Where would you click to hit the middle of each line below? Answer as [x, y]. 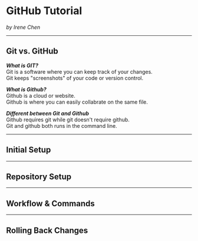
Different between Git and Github [48, 113]
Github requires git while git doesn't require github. [68, 120]
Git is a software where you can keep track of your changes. [80, 71]
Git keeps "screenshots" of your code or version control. [75, 78]
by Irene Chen [23, 27]
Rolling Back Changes [47, 230]
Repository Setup [39, 176]
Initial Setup [29, 150]
